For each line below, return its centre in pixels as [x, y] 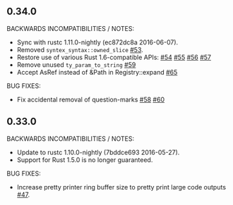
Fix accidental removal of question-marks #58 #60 [91, 99]
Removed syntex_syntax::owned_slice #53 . [80, 49]
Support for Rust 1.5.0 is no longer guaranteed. [85, 160]
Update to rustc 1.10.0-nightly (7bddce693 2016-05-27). [98, 152]
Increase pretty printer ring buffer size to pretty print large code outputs [121, 187]
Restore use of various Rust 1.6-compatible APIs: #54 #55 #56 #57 [114, 57]
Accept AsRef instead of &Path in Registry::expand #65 [97, 72]
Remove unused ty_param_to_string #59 [76, 64]
